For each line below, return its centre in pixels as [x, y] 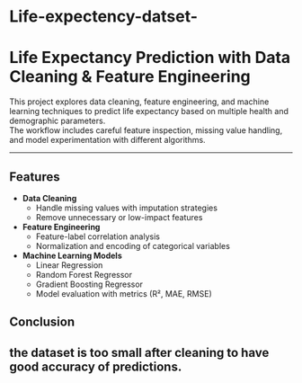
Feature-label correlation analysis [98, 236]
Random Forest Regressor [84, 274]
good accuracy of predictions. [96, 366]
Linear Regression [69, 265]
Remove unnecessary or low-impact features [119, 217]
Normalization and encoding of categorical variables [133, 245]
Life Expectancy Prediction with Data [150, 58]
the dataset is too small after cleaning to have [139, 352]
